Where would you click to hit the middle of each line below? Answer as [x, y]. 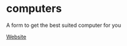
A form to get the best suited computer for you [64, 25]
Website [16, 36]
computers [34, 9]
